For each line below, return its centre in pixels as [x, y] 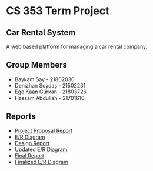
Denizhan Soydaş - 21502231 [50, 85]
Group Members [37, 65]
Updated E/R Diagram [41, 149]
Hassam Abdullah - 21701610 [49, 98]
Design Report [32, 143]
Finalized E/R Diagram [41, 162]
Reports [21, 117]
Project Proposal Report [44, 130]
